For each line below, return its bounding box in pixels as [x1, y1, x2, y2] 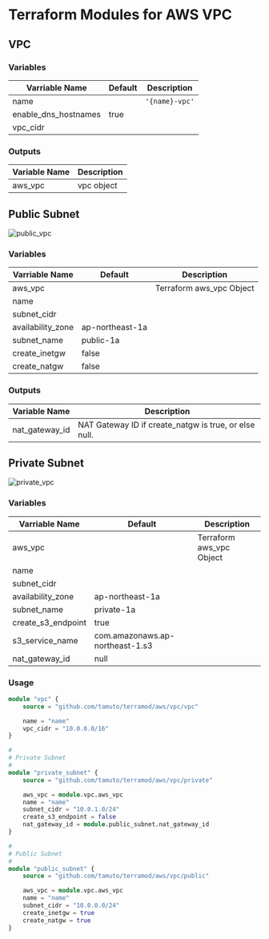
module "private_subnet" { [8, 768, 98, 776]
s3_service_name [12, 635, 78, 646]
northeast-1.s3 [94, 639, 153, 651]
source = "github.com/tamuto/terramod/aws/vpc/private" [22, 776, 214, 784]
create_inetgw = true [22, 909, 94, 917]
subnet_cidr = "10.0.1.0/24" [22, 805, 120, 814]
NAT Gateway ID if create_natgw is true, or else [77, 419, 255, 430]
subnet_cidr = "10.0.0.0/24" [22, 901, 120, 910]
